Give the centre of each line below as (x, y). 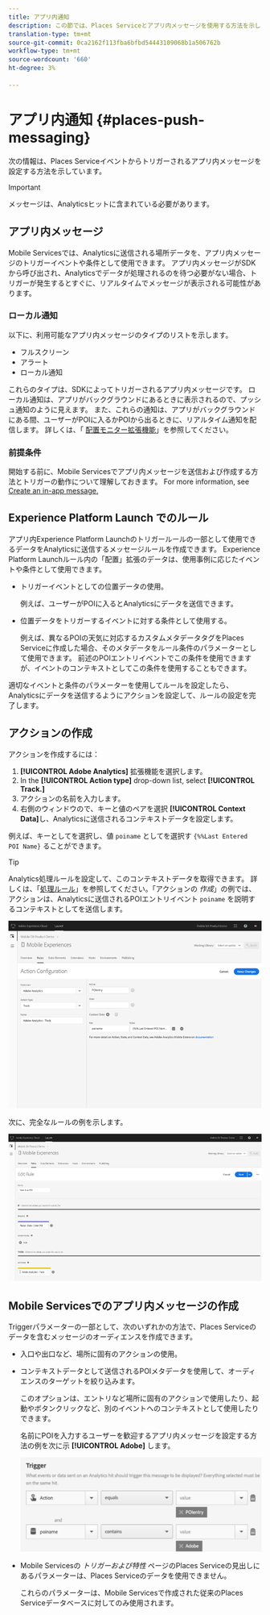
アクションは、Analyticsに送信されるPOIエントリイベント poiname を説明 (129, 898)
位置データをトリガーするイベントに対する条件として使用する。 (125, 620)
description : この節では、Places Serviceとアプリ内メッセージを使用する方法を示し (135, 25)
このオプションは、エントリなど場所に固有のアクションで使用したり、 (136, 1398)
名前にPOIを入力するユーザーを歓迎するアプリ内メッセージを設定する (135, 1435)
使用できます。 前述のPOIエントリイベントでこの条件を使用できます (139, 658)
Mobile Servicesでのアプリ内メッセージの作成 (124, 1306)
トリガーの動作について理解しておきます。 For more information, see (136, 482)
